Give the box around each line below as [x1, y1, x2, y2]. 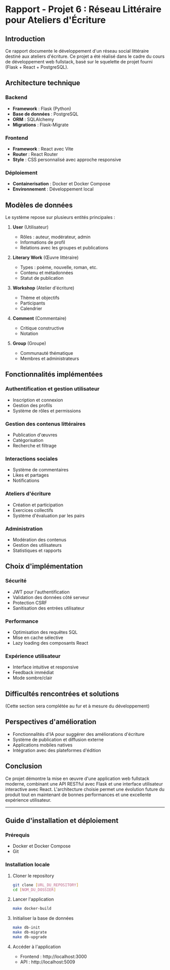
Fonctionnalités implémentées [5, 370, 103, 379]
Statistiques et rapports [12, 547, 62, 553]
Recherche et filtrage [12, 442, 57, 449]
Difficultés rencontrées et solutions [5, 689, 119, 698]
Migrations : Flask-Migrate [12, 122, 69, 128]
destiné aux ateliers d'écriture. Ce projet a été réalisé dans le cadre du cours [5, 53, 165, 59]
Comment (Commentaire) [12, 315, 67, 321]
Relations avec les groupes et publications [20, 245, 109, 251]
